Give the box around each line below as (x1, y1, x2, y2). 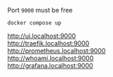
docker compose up (7, 20, 61, 27)
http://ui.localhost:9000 (7, 31, 76, 40)
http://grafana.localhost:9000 (7, 62, 93, 69)
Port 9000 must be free (7, 6, 73, 14)
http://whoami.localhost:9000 (7, 54, 94, 62)
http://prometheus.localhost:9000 (7, 47, 106, 55)
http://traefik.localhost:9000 (7, 39, 90, 48)
